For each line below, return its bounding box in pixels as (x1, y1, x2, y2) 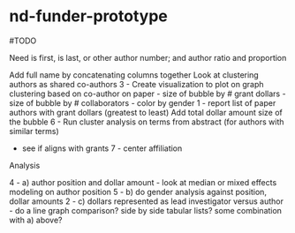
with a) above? (9, 214, 64, 225)
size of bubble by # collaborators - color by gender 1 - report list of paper (9, 97, 276, 108)
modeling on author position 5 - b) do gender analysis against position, (9, 186, 268, 197)
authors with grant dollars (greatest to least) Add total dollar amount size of (9, 107, 283, 117)
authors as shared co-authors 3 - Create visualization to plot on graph (9, 79, 264, 89)
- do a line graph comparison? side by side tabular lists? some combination (9, 205, 283, 215)
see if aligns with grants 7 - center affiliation (21, 143, 183, 154)
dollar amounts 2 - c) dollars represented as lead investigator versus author (9, 196, 284, 207)
